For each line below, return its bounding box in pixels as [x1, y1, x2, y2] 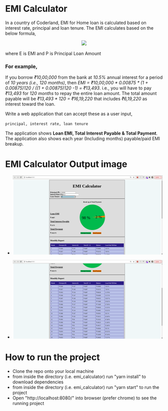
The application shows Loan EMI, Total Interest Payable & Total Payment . [5, 130, 158, 136]
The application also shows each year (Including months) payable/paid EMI [5, 136, 160, 142]
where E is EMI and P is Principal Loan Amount [5, 50, 101, 56]
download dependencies [12, 379, 64, 385]
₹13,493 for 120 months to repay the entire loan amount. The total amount [5, 90, 157, 96]
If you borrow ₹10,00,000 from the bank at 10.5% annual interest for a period [5, 74, 163, 80]
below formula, [5, 30, 36, 36]
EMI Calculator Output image [5, 159, 127, 170]
